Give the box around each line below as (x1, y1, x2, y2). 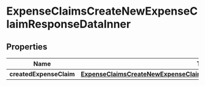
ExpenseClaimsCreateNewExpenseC (6, 4, 198, 18)
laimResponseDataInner (6, 17, 131, 31)
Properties (6, 41, 48, 52)
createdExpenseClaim (9, 70, 75, 78)
